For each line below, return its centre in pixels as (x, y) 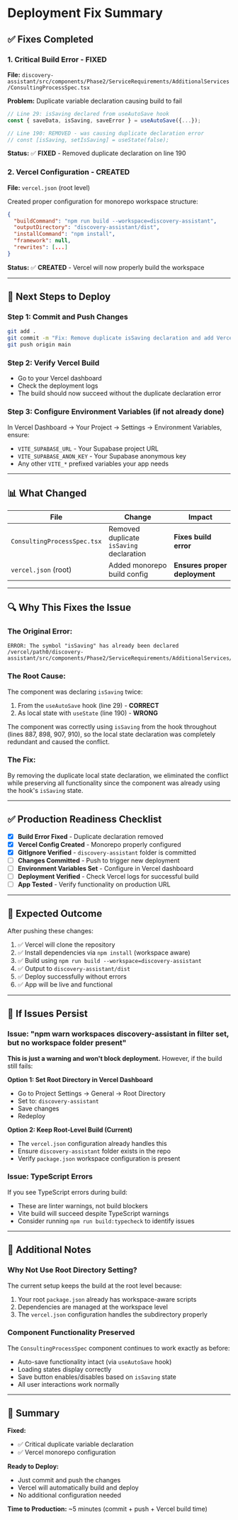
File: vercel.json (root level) (49, 187)
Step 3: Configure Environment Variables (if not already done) (116, 412)
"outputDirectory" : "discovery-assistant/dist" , (87, 227)
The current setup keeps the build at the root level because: (95, 1285)
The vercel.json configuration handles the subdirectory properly (112, 1314)
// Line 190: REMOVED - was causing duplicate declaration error (106, 133)
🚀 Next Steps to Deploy (59, 297)
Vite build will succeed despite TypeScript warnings (93, 1213)
